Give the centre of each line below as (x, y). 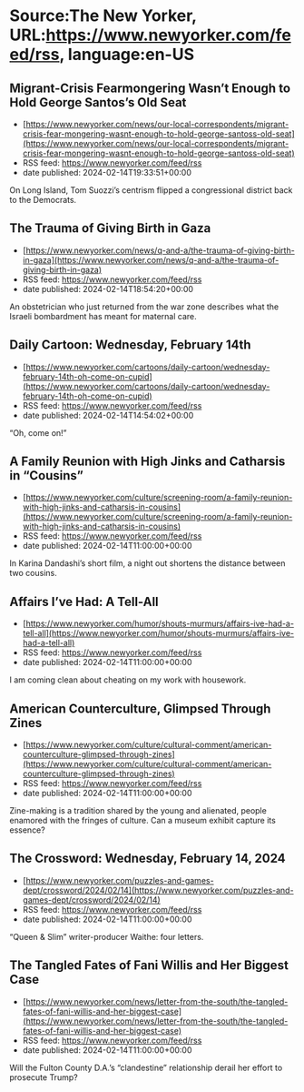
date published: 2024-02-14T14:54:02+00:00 (108, 415)
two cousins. (33, 573)
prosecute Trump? (44, 1077)
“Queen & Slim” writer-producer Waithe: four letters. (107, 936)
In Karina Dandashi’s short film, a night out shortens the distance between (147, 563)
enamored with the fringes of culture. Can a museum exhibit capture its (143, 821)
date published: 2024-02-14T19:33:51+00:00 (107, 172)
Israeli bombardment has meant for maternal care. (103, 316)
